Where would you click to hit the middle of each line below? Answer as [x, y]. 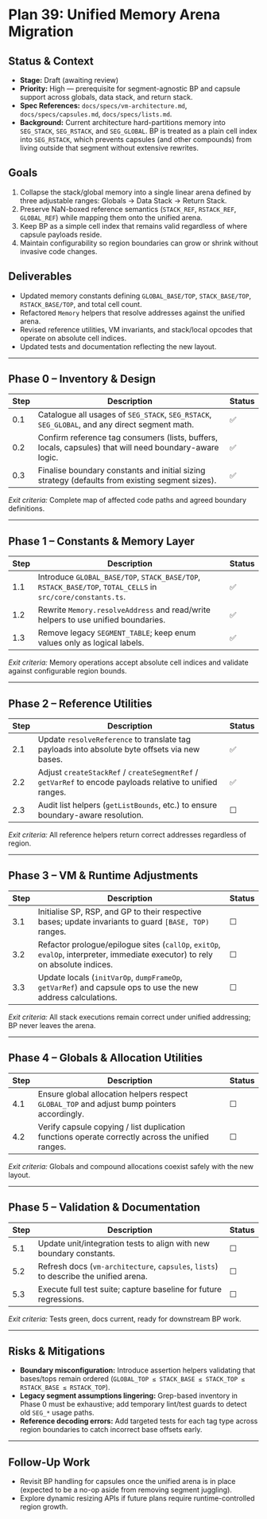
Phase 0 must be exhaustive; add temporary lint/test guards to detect [133, 1404]
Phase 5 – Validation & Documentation [104, 1208]
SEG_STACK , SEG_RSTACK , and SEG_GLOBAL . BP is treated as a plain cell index [138, 131]
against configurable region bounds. [68, 671]
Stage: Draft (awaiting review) [69, 80]
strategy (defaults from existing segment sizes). [127, 481]
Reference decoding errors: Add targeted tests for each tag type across [139, 1421]
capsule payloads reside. [61, 234]
